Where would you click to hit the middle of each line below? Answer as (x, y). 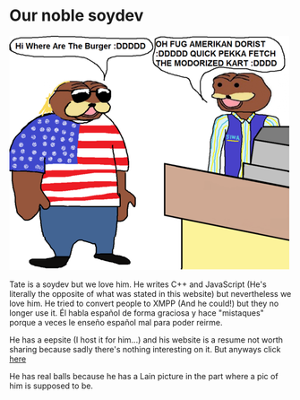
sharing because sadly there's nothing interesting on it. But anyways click (145, 349)
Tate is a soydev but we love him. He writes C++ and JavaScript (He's (138, 284)
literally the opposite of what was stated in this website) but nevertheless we (150, 293)
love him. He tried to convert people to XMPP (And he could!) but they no (144, 303)
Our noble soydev (77, 16)
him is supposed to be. (51, 386)
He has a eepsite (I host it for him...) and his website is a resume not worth (146, 339)
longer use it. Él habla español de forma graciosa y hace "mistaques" (137, 313)
